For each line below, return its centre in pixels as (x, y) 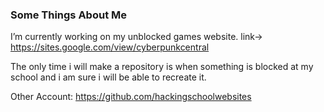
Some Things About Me (68, 15)
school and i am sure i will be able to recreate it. (108, 77)
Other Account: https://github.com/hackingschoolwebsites (131, 97)
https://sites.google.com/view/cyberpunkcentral (110, 47)
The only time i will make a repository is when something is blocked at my (162, 67)
